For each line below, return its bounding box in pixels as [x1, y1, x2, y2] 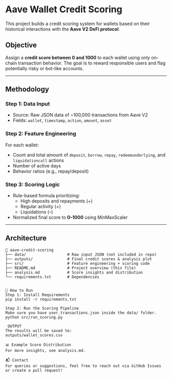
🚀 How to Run [5, 288, 33, 293]
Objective [5, 41, 37, 50]
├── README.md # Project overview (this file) [5, 265, 137, 270]
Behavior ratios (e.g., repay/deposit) [12, 168, 89, 174]
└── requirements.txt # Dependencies [5, 274, 100, 280]
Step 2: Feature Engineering [5, 130, 76, 137]
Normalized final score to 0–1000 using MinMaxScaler [12, 214, 128, 221]
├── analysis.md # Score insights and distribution [5, 270, 143, 275]
